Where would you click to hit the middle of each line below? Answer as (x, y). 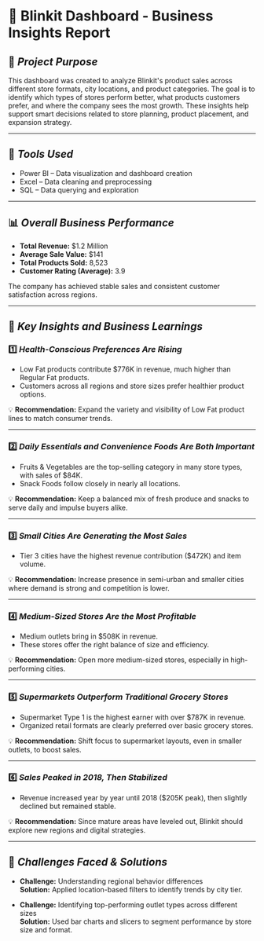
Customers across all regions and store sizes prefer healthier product (132, 386)
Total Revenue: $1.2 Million (64, 246)
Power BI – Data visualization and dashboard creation (106, 173)
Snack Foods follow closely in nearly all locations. (100, 483)
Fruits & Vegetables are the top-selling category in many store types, (131, 467)
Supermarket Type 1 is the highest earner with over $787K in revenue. (132, 717)
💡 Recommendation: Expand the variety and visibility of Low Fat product (126, 410)
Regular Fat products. (55, 378)
